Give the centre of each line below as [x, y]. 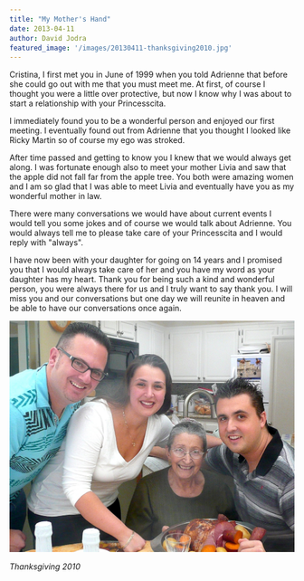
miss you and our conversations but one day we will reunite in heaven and [147, 299]
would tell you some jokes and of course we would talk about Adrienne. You [151, 224]
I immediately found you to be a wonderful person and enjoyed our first [142, 121]
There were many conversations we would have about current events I [141, 214]
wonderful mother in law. [56, 196]
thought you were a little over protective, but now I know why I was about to [151, 94]
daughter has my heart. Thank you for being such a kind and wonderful [142, 280]
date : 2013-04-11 [42, 29]
